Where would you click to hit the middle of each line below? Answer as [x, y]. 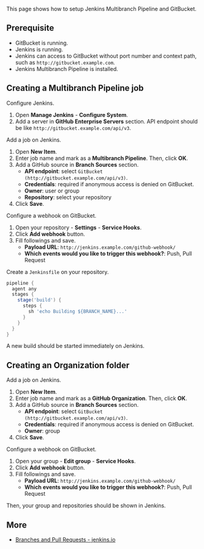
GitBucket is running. [42, 43]
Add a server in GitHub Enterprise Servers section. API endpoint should [106, 121]
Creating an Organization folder [68, 365]
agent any [24, 289]
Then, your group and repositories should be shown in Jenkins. [86, 505]
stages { [23, 294]
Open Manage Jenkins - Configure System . [72, 115]
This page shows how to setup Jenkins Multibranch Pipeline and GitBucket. [102, 9]
